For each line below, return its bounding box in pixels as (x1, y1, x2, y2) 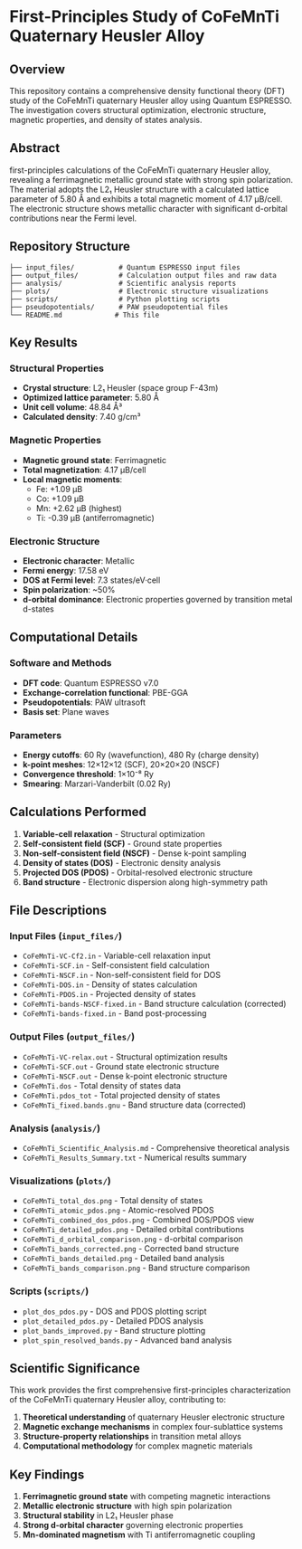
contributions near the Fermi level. (9, 213, 137, 223)
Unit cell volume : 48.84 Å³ (22, 402, 123, 413)
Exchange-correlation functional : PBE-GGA (22, 687, 189, 698)
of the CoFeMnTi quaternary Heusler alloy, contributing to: (9, 1394, 227, 1405)
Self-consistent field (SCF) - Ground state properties (22, 838, 222, 849)
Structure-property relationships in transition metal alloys (22, 1431, 241, 1442)
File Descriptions (9, 903, 107, 918)
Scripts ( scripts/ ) (9, 1285, 90, 1297)
